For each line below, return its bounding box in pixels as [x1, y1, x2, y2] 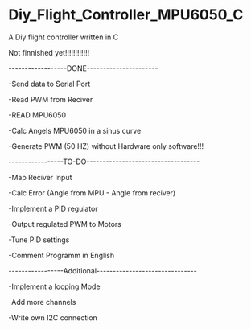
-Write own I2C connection [8, 312, 98, 323]
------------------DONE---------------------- [8, 63, 158, 73]
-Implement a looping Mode [8, 282, 101, 291]
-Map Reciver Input [8, 172, 72, 182]
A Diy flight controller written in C [8, 32, 119, 42]
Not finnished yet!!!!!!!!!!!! [8, 47, 90, 57]
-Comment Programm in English [8, 250, 115, 260]
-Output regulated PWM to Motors [8, 219, 122, 228]
